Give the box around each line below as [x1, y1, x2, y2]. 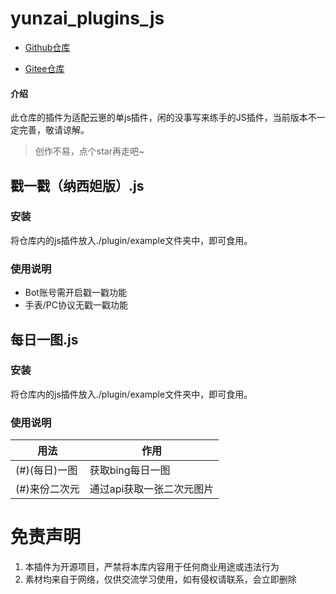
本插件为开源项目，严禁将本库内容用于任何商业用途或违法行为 [24, 561, 280, 573]
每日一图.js [10, 331, 79, 348]
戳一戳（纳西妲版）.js [10, 177, 145, 194]
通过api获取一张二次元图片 [89, 482, 215, 496]
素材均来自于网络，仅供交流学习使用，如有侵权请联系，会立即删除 [24, 573, 297, 586]
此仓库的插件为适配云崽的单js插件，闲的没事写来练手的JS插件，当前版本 [10, 112, 308, 124]
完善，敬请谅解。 [18, 124, 90, 136]
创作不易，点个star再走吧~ [34, 145, 145, 157]
